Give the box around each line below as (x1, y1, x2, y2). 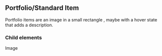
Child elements (5, 34, 42, 41)
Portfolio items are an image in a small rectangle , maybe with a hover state (5, 17, 158, 22)
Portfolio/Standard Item (5, 4, 79, 12)
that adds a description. (5, 22, 53, 28)
